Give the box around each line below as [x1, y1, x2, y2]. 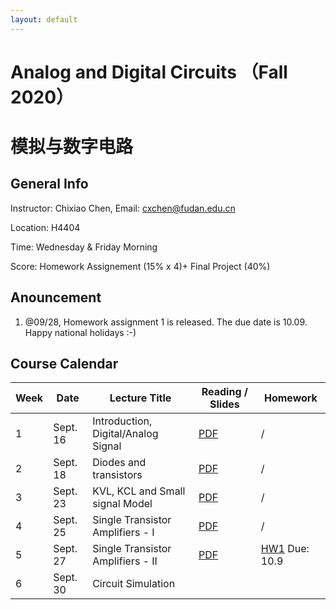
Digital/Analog [92, 427, 159, 441]
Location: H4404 [10, 221, 81, 233]
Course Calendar [10, 356, 119, 373]
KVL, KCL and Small [92, 484, 186, 498]
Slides [209, 397, 240, 411]
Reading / [201, 385, 249, 399]
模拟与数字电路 [10, 136, 134, 158]
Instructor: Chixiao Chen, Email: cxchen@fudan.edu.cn [10, 202, 236, 214]
